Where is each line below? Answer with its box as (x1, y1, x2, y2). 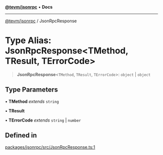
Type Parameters (5, 86, 58, 94)
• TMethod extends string (5, 98, 59, 104)
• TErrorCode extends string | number (5, 117, 81, 123)
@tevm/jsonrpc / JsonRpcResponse (5, 18, 77, 24)
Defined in (5, 131, 37, 139)
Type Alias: (5, 35, 52, 46)
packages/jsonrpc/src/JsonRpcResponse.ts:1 (5, 144, 96, 150)
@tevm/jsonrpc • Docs (5, 4, 53, 10)
